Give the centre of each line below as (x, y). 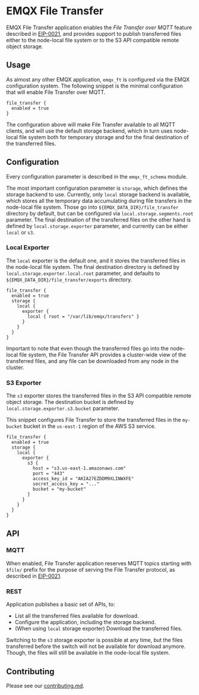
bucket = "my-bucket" (59, 489)
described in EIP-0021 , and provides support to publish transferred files (94, 33)
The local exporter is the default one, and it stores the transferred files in (96, 261)
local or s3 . (20, 232)
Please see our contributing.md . (45, 685)
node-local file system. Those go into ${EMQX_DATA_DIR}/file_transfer (92, 207)
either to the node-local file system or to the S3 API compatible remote (93, 40)
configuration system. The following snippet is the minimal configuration (94, 86)
